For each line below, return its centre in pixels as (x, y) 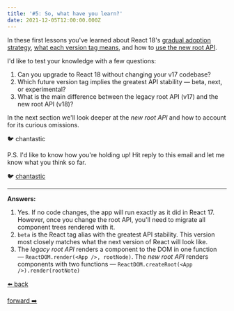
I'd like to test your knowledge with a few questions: (82, 61)
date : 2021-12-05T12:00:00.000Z (54, 20)
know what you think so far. (47, 162)
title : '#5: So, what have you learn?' (65, 14)
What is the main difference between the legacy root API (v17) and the (118, 96)
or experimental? (41, 89)
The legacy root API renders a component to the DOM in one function (117, 249)
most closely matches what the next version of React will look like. (112, 241)
